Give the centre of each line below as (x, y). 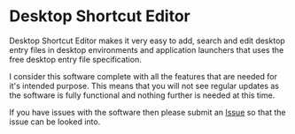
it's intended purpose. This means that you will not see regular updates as (144, 86)
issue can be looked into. (55, 122)
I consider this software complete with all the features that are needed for (143, 76)
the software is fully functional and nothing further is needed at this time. (142, 95)
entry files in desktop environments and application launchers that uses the (147, 49)
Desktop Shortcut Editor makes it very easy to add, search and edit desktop (147, 41)
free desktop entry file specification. (75, 59)
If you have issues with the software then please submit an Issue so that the (147, 112)
